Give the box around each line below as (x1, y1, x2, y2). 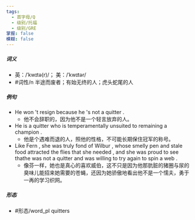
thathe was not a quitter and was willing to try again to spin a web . (14, 154, 178, 161)
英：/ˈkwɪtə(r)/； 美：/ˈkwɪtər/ (14, 71, 87, 78)
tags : (6, 8, 19, 15)
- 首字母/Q (11, 14, 35, 20)
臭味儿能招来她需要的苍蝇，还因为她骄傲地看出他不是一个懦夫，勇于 (23, 169, 190, 176)
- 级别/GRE (11, 25, 37, 31)
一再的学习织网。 (23, 176, 66, 183)
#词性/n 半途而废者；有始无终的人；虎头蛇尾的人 (14, 78, 134, 86)
